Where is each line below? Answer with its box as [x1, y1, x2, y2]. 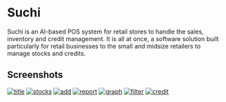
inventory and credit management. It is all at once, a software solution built [7, 34, 219, 42]
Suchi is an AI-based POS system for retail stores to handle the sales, [7, 27, 205, 36]
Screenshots [7, 69, 63, 81]
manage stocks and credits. [7, 49, 86, 58]
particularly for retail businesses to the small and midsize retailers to [7, 42, 201, 50]
